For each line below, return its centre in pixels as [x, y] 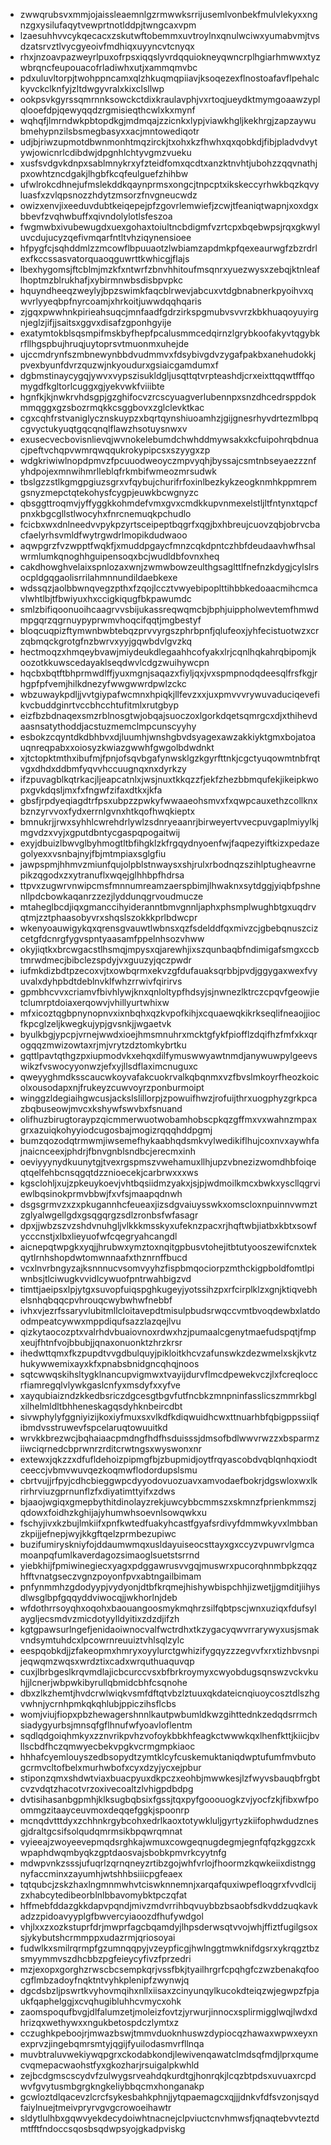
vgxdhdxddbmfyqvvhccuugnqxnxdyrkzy [103, 768]
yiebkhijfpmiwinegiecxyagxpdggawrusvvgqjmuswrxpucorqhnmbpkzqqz [168, 1565]
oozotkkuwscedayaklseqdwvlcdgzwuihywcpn [114, 662]
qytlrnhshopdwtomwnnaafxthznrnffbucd [103, 1257]
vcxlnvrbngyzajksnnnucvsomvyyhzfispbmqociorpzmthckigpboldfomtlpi [167, 1268]
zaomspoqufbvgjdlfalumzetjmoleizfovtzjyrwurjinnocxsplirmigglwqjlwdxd [168, 2012]
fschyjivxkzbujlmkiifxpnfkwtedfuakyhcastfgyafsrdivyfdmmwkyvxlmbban [168, 1523]
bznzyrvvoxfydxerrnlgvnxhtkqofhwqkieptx [107, 811]
